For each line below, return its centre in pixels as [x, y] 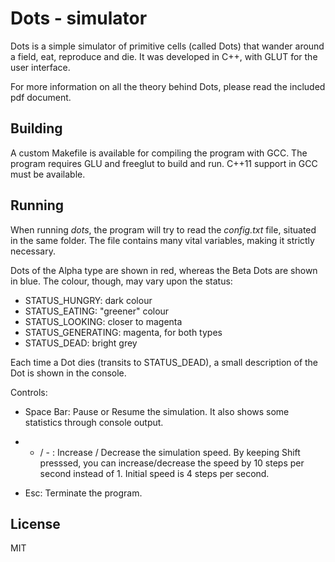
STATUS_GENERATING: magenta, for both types [123, 332]
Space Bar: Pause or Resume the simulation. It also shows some [157, 411]
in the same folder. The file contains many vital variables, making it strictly [162, 240]
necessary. [33, 251]
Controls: [29, 392]
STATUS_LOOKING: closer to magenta [103, 321]
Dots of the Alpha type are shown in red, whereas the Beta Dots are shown [164, 270]
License [35, 523]
